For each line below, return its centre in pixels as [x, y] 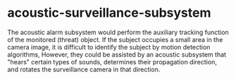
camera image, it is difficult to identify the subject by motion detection [109, 47]
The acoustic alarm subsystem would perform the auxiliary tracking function [118, 32]
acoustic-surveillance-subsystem [109, 13]
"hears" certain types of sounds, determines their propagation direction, [112, 62]
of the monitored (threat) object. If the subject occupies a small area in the [115, 39]
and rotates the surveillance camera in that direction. [84, 69]
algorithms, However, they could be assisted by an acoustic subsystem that [117, 55]
